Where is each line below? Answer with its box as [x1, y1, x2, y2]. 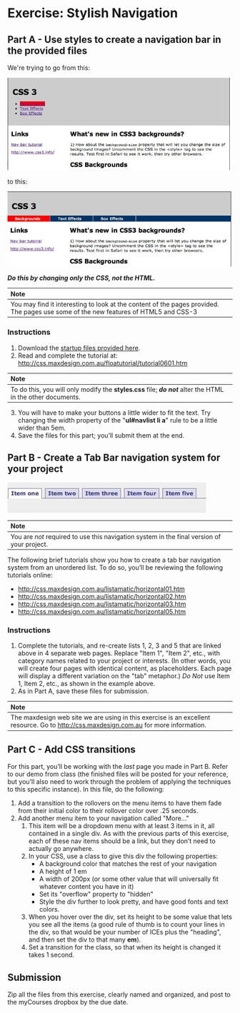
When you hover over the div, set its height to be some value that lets [28, 912, 232, 922]
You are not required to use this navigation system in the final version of [10, 532, 221, 540]
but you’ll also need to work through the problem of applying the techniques [7, 777, 231, 786]
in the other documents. [10, 393, 81, 401]
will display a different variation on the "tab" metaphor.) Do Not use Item [17, 672, 230, 680]
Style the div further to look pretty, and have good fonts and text [39, 897, 229, 906]
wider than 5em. [17, 423, 66, 433]
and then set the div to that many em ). [28, 935, 141, 944]
